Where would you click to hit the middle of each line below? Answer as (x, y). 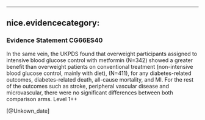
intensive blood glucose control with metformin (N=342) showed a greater (100, 60)
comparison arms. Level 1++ (42, 99)
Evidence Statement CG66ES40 (55, 40)
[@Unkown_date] (28, 111)
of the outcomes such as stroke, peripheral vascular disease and (88, 86)
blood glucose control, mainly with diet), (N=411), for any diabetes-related (99, 73)
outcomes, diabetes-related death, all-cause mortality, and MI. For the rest (100, 79)
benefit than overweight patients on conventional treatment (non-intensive (100, 66)
